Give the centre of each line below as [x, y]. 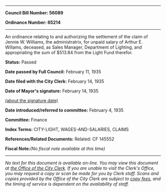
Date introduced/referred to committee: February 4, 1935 [64, 110]
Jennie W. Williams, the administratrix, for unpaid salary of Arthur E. [74, 42]
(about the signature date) [32, 100]
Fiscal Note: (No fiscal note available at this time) [55, 149]
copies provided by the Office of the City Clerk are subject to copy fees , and [83, 179]
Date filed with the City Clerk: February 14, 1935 [55, 81]
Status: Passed [21, 62]
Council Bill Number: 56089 [34, 13]
